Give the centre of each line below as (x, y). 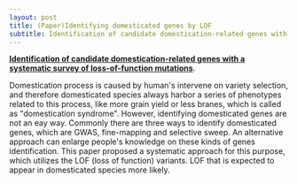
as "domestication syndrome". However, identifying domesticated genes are (148, 114)
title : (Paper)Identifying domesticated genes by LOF (111, 26)
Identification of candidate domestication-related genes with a (127, 59)
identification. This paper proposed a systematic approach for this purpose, (147, 151)
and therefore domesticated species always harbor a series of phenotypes (145, 95)
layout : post (33, 17)
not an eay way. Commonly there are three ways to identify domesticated (143, 123)
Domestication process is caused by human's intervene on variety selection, (148, 86)
